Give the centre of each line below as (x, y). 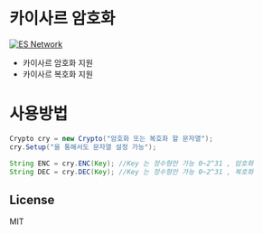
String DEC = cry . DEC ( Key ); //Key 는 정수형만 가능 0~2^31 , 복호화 (131, 172)
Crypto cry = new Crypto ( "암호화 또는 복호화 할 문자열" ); (112, 138)
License (32, 200)
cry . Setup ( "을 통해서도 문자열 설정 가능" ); (83, 147)
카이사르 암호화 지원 (57, 62)
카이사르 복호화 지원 (57, 74)
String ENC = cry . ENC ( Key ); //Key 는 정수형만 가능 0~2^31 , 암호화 (131, 164)
